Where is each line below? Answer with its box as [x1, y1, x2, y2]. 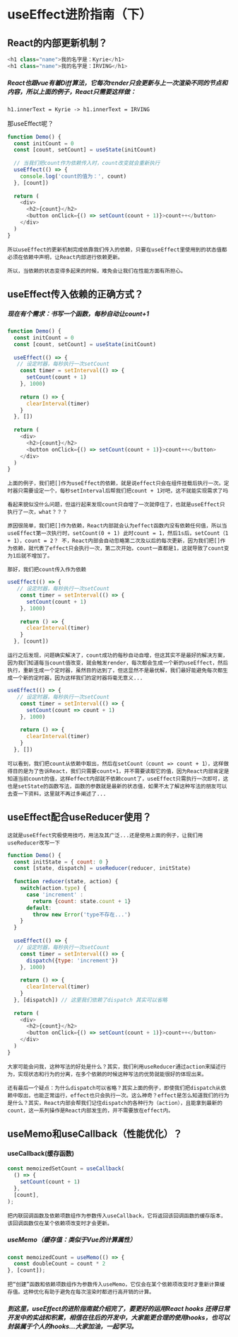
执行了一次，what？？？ [7, 509, 68, 516]
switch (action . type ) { [20, 885, 87, 892]
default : [25, 904, 52, 912]
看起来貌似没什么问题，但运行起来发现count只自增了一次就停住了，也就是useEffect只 [7, 501, 225, 508]
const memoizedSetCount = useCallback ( [7, 1165, 125, 1172]
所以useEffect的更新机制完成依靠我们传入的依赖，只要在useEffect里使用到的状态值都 [7, 246, 227, 253]
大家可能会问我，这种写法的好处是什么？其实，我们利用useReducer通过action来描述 [7, 1063, 221, 1070]
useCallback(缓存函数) [7, 1149, 74, 1157]
